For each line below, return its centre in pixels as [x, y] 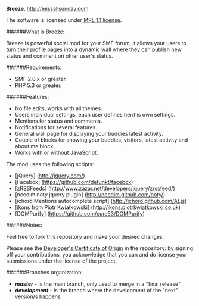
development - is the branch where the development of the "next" [97, 290]
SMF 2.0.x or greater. [41, 79]
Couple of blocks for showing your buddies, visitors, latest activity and [101, 140]
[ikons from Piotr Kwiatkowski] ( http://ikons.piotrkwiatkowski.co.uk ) [97, 207]
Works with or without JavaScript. [56, 152]
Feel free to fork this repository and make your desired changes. [85, 237]
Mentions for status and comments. [58, 121]
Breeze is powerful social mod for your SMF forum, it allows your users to [96, 43]
